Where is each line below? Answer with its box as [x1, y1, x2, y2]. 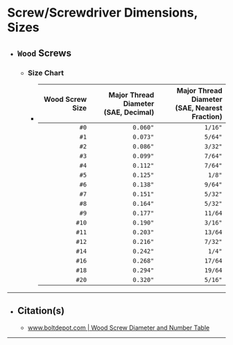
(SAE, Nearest [175, 103, 223, 112]
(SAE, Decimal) [103, 107, 155, 117]
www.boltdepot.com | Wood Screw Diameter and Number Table [27, 324, 210, 332]
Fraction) [191, 112, 223, 121]
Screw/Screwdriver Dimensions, [7, 5, 198, 21]
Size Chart [27, 68, 64, 78]
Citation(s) [17, 305, 64, 317]
